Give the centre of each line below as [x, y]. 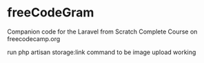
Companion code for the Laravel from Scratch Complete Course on [102, 32]
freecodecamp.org [34, 38]
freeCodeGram [51, 13]
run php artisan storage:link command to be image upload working [102, 52]
